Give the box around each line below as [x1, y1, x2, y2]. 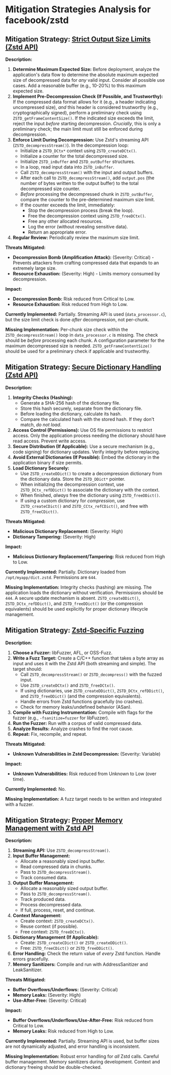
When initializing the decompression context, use [20, 481, 124, 487]
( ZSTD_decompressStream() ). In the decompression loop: [12, 142, 129, 148]
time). [12, 776, 26, 782]
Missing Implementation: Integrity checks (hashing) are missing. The [5, 584, 152, 590]
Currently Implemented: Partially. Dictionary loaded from [5, 569, 126, 575]
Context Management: [12, 913, 62, 919]
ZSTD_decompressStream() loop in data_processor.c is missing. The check [5, 332, 158, 338]
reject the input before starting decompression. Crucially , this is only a [12, 121, 161, 126]
